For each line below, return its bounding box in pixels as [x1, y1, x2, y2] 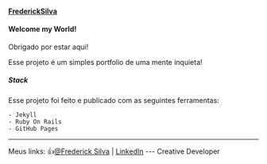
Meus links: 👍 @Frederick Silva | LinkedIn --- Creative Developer [8, 147, 220, 156]
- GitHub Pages [8, 124, 59, 132]
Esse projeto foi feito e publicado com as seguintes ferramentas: [8, 95, 220, 105]
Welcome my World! [8, 25, 77, 34]
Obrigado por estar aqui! [8, 42, 89, 51]
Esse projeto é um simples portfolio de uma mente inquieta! [8, 57, 203, 67]
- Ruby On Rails [8, 117, 62, 126]
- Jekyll [8, 111, 37, 119]
